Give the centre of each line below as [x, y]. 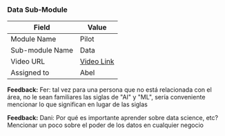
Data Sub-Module [37, 10]
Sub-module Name [42, 50]
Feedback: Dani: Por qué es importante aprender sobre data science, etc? [113, 118]
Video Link [97, 61]
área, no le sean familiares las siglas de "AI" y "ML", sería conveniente [106, 97]
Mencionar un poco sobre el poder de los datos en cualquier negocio [105, 125]
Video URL [28, 61]
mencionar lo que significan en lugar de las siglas [78, 104]
